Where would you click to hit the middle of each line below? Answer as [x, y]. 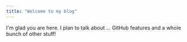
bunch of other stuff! [31, 34]
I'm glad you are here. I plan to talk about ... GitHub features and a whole [94, 28]
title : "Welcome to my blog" [42, 11]
